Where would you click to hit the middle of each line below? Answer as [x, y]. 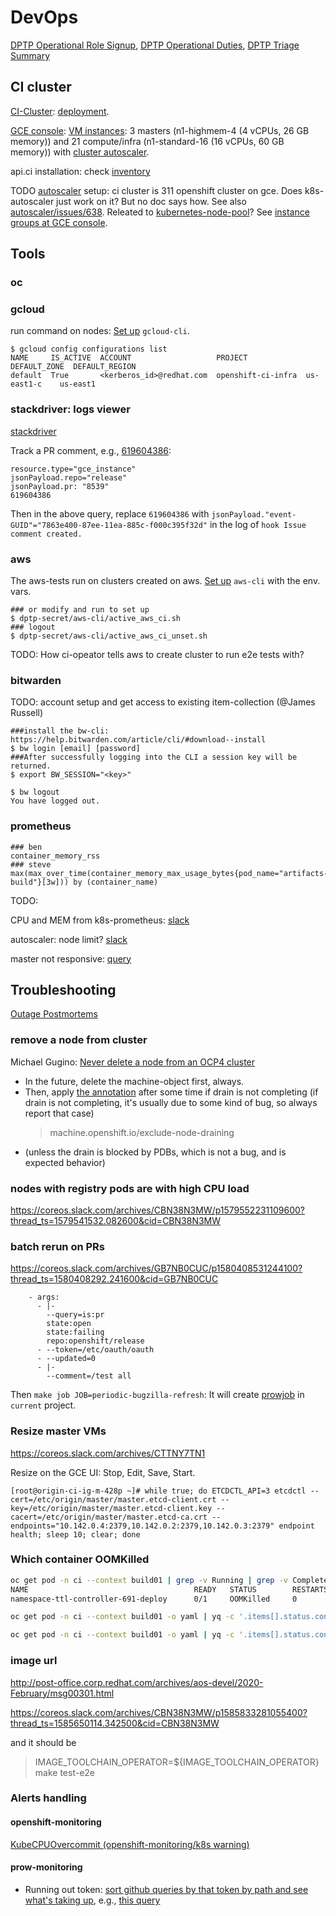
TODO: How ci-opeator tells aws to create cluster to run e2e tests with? [157, 654]
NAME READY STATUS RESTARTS [169, 1589]
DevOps [44, 17]
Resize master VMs [58, 1431]
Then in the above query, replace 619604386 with [110, 513]
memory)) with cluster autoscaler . [80, 152]
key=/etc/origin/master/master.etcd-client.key [111, 1508]
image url [34, 1661]
